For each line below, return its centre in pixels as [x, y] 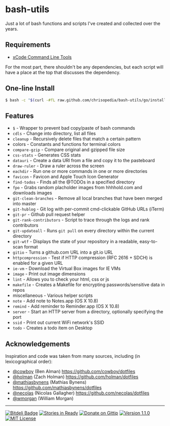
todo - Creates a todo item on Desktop [52, 328]
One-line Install [30, 88]
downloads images [32, 193]
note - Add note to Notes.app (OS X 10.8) [55, 301]
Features [19, 116]
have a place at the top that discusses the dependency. [63, 72]
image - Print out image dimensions [49, 274]
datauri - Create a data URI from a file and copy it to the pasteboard [84, 161]
